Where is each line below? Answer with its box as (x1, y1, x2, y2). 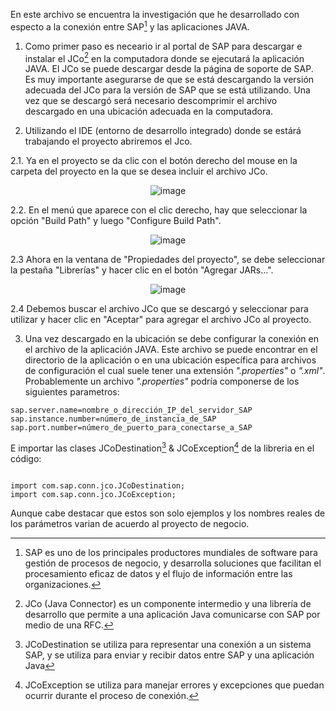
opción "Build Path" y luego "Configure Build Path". (10, 215, 222, 227)
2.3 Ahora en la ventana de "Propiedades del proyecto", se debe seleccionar (10, 254, 326, 266)
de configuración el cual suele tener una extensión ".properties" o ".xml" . (24, 365, 326, 377)
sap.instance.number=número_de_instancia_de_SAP (10, 414, 217, 424)
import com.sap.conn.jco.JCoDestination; (10, 480, 186, 491)
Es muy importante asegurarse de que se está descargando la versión (24, 74, 315, 86)
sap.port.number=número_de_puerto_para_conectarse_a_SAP (10, 423, 253, 433)
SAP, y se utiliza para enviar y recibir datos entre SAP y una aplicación (24, 649, 315, 661)
